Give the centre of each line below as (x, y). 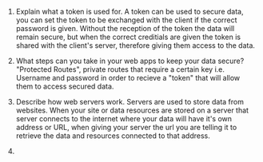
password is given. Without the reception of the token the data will (125, 28)
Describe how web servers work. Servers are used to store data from (130, 102)
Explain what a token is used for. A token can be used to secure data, (130, 12)
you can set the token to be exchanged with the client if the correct (126, 20)
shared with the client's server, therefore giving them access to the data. (135, 45)
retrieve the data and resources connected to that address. (113, 136)
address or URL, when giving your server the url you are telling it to (126, 127)
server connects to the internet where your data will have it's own (124, 119)
